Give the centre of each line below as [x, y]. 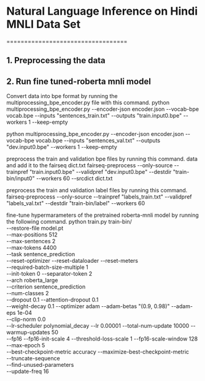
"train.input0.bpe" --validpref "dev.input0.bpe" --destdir [101, 172]
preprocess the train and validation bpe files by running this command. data [102, 159]
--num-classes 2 [28, 293]
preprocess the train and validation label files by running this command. [97, 190]
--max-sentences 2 [31, 241]
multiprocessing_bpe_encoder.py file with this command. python [88, 103]
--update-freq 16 [28, 371]
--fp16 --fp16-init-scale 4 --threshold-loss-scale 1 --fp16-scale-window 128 [102, 339]
